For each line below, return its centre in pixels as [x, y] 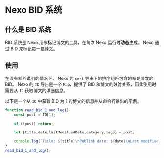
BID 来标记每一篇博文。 [34, 49]
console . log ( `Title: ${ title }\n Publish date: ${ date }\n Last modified [86, 141]
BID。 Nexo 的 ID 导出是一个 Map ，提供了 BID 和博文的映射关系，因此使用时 [81, 84]
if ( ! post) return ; [34, 124]
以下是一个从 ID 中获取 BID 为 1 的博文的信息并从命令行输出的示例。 [73, 101]
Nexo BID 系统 [34, 10]
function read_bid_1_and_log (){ [38, 110]
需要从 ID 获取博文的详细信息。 [36, 90]
